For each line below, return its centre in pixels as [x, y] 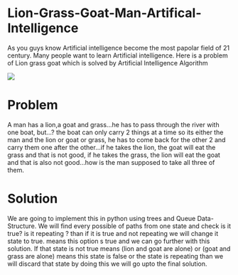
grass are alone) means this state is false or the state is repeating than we [115, 256]
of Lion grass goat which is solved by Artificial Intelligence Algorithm [108, 63]
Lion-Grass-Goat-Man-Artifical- [104, 13]
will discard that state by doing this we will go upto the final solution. [107, 264]
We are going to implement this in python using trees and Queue [102, 218]
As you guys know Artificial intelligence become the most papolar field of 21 [118, 48]
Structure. [22, 226]
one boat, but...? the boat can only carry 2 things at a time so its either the [115, 132]
